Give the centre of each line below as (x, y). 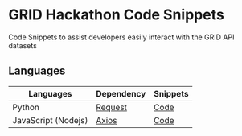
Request (111, 107)
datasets (23, 45)
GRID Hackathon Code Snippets (117, 15)
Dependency (121, 93)
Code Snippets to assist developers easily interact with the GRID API (121, 37)
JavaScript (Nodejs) (50, 120)
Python (26, 107)
